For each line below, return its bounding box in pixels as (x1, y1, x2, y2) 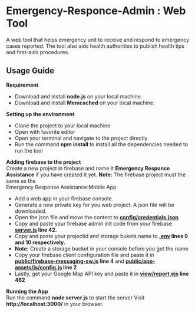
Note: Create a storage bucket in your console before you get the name (14, 245, 189, 252)
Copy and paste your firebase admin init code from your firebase (14, 220, 173, 227)
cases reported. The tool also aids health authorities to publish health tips (6, 42, 184, 50)
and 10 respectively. (14, 239, 66, 246)
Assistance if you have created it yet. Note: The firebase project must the (6, 171, 186, 178)
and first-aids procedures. (6, 48, 70, 55)
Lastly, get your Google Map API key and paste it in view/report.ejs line (14, 270, 189, 277)
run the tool (14, 147, 43, 154)
